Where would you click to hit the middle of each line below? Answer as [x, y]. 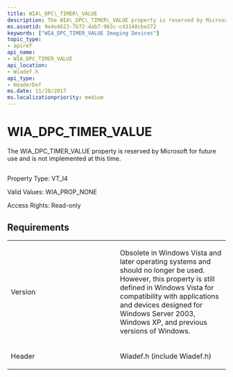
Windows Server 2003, [158, 314]
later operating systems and [166, 262]
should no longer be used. [163, 270]
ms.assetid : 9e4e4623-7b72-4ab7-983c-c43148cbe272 [82, 26]
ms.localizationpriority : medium [55, 98]
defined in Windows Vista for [167, 287]
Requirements [38, 227]
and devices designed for [162, 305]
